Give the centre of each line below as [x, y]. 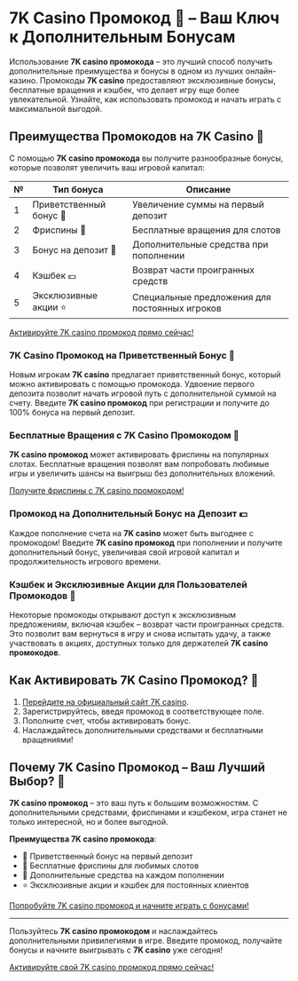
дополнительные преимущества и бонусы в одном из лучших [126, 71]
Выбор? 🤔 [37, 782]
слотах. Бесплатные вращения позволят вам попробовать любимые [139, 464]
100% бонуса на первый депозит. [72, 413]
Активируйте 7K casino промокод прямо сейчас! [102, 332]
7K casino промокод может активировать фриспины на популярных [139, 455]
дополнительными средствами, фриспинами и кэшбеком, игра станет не [149, 812]
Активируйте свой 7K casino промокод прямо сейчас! [112, 967]
